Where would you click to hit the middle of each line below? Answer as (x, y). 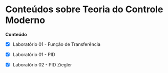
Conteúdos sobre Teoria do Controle (84, 9)
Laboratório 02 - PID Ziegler (42, 65)
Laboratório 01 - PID (34, 54)
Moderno (25, 20)
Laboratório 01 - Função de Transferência (57, 44)
